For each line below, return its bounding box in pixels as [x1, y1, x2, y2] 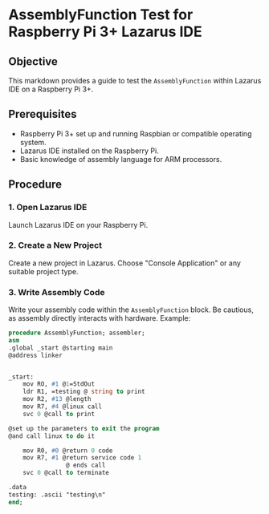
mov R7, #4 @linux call [22, 403, 103, 411]
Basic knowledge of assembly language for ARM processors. [19, 154, 222, 164]
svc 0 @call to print [22, 410, 95, 418]
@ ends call [65, 461, 106, 470]
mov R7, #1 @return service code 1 [22, 454, 142, 462]
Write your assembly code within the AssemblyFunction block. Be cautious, [8, 305, 255, 314]
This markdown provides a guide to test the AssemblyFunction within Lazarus [8, 76, 262, 85]
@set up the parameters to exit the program [8, 424, 160, 432]
